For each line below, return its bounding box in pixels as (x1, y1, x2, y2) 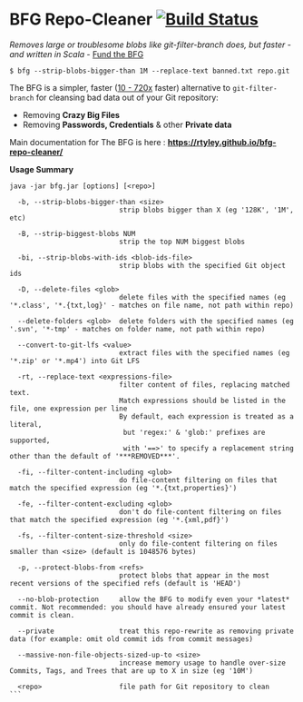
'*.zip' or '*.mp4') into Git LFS (9, 356, 141, 365)
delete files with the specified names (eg (119, 292, 286, 302)
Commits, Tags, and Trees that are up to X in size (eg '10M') (9, 666, 254, 676)
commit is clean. (9, 610, 75, 619)
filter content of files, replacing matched (119, 380, 290, 390)
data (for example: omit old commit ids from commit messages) (9, 634, 254, 644)
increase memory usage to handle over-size (119, 658, 286, 667)
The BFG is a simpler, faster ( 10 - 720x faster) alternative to (9, 82, 231, 93)
